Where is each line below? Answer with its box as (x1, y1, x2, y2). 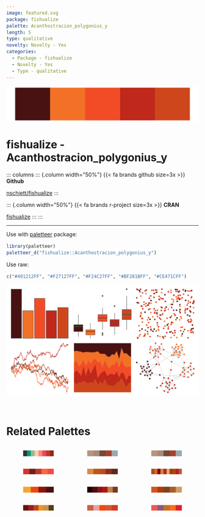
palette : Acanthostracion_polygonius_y (6, 23, 108, 29)
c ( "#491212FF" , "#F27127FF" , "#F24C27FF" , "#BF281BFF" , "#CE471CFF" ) (6, 273, 187, 280)
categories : (6, 49, 37, 55)
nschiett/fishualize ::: (6, 189, 59, 196)
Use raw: (6, 261, 29, 268)
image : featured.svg (6, 10, 59, 16)
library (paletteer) (6, 243, 56, 249)
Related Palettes (6, 424, 91, 438)
